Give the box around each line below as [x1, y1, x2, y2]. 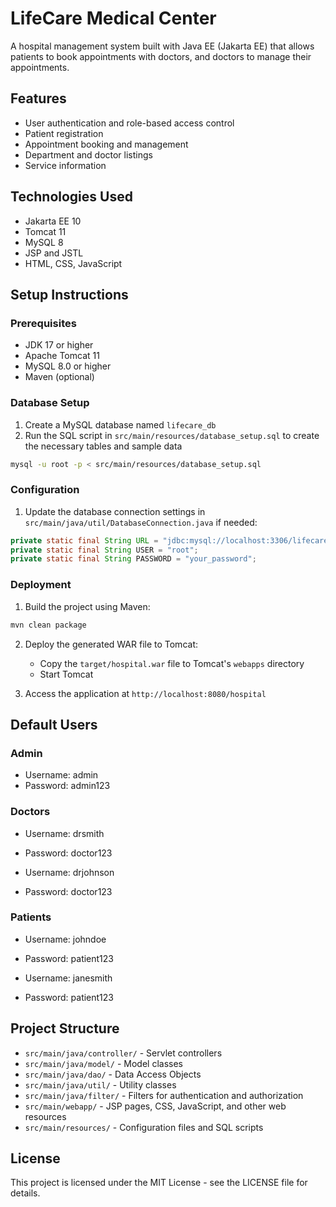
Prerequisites [10, 316, 77, 330]
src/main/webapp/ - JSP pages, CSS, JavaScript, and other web [24, 1100, 287, 1112]
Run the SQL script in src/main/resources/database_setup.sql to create [24, 429, 320, 441]
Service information [24, 159, 107, 171]
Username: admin [24, 769, 99, 781]
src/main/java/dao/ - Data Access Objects [24, 1068, 202, 1080]
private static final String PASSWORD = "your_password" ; [10, 554, 257, 564]
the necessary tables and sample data [24, 440, 183, 452]
